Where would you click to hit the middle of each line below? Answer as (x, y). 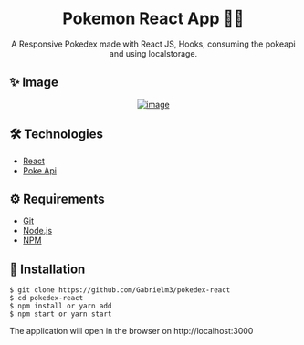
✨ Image (34, 83)
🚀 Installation (47, 269)
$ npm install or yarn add (61, 306)
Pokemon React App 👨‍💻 (153, 19)
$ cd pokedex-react (47, 298)
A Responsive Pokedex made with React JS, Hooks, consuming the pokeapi (153, 44)
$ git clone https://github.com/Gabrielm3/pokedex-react (120, 290)
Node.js (37, 231)
